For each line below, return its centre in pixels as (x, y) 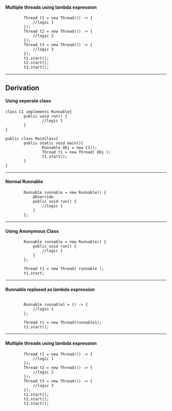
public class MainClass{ (32, 138)
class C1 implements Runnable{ (39, 112)
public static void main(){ (53, 143)
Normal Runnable (24, 181)
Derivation (22, 88)
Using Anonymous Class (32, 231)
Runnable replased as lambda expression (50, 289)
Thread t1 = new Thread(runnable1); (63, 323)
